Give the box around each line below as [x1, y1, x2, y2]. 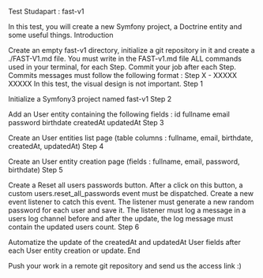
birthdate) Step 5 [8, 165, 63, 174]
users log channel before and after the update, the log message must [8, 214, 234, 223]
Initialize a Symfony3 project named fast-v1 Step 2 [8, 95, 172, 103]
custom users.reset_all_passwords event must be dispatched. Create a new [8, 189, 254, 198]
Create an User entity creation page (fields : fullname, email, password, [8, 157, 240, 166]
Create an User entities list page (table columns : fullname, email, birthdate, [8, 133, 254, 143]
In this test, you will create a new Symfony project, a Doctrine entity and [8, 22, 242, 31]
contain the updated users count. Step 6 [8, 222, 140, 232]
